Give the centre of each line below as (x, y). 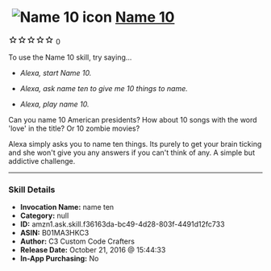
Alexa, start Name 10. (56, 73)
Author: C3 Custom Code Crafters (77, 241)
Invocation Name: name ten (67, 207)
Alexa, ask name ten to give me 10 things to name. (104, 88)
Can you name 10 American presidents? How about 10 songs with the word (133, 119)
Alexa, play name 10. (54, 104)
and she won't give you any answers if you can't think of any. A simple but (132, 152)
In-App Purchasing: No (59, 259)
